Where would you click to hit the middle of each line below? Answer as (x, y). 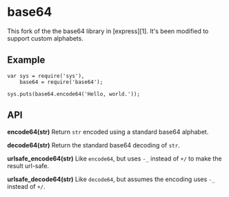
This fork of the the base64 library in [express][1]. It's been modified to (108, 31)
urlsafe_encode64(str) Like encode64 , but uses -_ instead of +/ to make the (114, 158)
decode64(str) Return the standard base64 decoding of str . (94, 145)
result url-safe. (28, 165)
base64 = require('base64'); (61, 82)
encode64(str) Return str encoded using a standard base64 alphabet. (108, 132)
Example (26, 60)
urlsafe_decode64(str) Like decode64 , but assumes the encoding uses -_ (111, 179)
